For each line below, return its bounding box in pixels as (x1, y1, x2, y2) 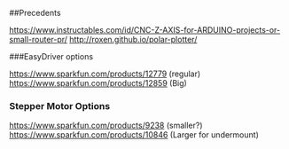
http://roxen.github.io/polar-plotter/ (69, 35, 198, 44)
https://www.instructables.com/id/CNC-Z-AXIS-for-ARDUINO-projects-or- (9, 25, 281, 35)
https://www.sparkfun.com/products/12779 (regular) (9, 68, 201, 79)
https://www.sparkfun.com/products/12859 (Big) (9, 78, 188, 88)
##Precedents (9, 8, 61, 18)
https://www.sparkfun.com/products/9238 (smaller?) (9, 120, 203, 131)
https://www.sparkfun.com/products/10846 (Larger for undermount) (9, 129, 259, 140)
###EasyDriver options (9, 51, 94, 61)
